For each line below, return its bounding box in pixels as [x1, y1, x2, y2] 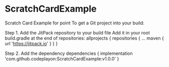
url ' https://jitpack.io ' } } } [5, 40, 58, 46]
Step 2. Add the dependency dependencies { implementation [5, 50, 133, 56]
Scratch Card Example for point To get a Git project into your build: [5, 20, 145, 26]
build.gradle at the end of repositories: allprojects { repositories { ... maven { [5, 35, 164, 41]
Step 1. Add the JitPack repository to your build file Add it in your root [5, 29, 150, 36]
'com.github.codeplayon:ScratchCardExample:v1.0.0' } [5, 55, 119, 61]
